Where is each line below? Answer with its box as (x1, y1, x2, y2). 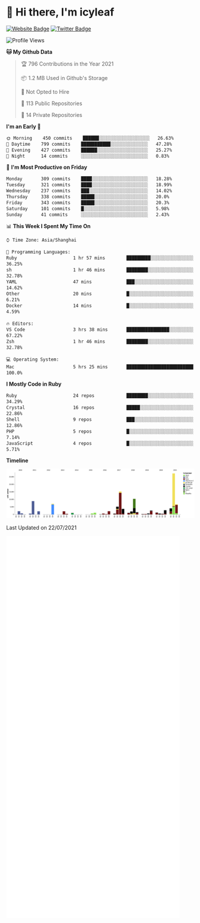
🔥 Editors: (6, 321, 34, 327)
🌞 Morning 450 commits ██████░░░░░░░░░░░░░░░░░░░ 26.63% (6, 135, 174, 141)
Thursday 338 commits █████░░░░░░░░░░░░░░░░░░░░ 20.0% (6, 193, 170, 199)
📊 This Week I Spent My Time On (6, 222, 91, 229)
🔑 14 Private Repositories (20, 111, 82, 118)
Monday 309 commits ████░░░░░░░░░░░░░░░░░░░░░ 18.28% (6, 176, 172, 181)
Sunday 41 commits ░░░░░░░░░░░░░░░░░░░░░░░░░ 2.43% (6, 211, 170, 217)
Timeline (6, 457, 29, 464)
